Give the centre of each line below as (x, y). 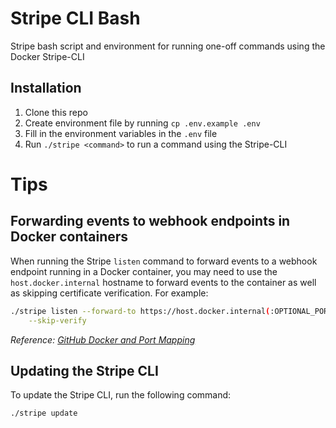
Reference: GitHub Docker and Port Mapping (103, 339)
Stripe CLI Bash (75, 18)
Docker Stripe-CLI (47, 56)
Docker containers (69, 237)
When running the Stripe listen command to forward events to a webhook (164, 261)
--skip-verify (57, 320)
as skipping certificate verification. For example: (109, 293)
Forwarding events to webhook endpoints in (150, 221)
